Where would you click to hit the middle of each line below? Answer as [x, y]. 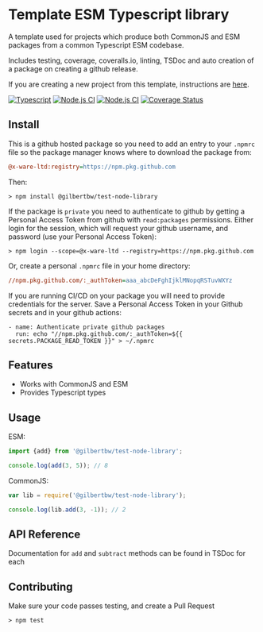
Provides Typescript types [63, 393]
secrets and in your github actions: [65, 312]
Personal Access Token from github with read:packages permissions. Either [131, 219]
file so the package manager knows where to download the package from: [130, 152]
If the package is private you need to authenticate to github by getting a [126, 211]
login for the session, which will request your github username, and [118, 228]
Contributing [41, 586]
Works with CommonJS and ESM [74, 384]
